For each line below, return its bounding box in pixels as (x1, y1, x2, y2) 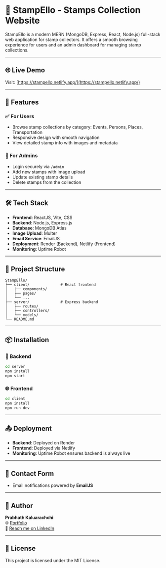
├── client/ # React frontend (5, 282, 96, 287)
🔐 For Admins (5, 152, 38, 159)
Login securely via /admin (12, 163, 64, 170)
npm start (5, 373, 26, 378)
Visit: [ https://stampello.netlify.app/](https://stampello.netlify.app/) (5, 79, 140, 85)
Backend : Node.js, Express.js (12, 219, 73, 225)
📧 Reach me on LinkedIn (5, 525, 54, 531)
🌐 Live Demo (5, 66, 45, 75)
